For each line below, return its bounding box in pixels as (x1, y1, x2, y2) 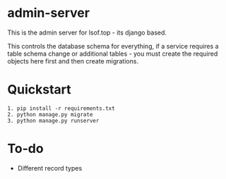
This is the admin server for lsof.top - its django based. (7, 28, 167, 37)
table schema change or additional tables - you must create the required (7, 49, 218, 58)
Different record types (17, 163, 83, 172)
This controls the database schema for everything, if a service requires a (7, 42, 219, 50)
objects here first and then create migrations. (7, 56, 139, 65)
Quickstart (7, 82, 72, 98)
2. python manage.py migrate (7, 111, 93, 118)
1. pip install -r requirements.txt (7, 104, 115, 112)
